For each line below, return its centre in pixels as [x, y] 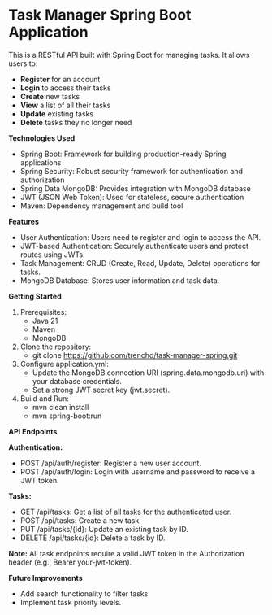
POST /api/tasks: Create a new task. [81, 520]
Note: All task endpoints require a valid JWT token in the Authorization [126, 553]
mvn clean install [60, 407]
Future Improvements [45, 578]
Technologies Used [42, 138]
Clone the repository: [56, 347]
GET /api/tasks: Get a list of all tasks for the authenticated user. [126, 512]
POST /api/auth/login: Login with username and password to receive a [138, 471]
